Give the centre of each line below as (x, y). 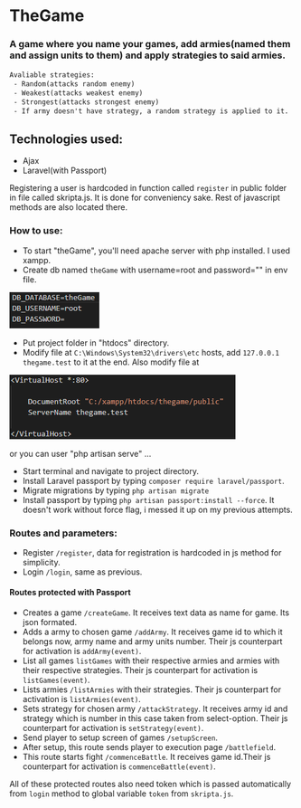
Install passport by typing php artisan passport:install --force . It (148, 499)
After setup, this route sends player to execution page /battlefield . (149, 747)
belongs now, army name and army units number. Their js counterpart (152, 642)
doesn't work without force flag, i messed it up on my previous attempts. (158, 509)
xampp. (37, 260)
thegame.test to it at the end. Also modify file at (111, 362)
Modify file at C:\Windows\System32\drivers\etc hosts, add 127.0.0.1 (151, 352)
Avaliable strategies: (52, 75)
